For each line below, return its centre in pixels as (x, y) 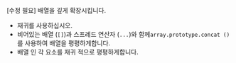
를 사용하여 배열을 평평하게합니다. (64, 43)
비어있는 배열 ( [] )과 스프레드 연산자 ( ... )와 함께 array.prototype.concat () (123, 34)
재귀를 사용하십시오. (44, 25)
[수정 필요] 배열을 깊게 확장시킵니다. (57, 10)
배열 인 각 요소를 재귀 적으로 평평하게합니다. (78, 52)
